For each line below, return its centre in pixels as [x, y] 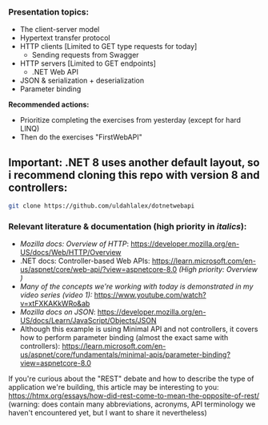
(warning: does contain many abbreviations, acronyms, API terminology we [132, 404]
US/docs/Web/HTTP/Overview [70, 253]
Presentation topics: [49, 12]
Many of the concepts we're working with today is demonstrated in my [136, 286]
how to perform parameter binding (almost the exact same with [124, 338]
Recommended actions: [49, 105]
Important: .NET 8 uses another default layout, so [134, 162]
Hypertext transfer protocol [65, 38]
